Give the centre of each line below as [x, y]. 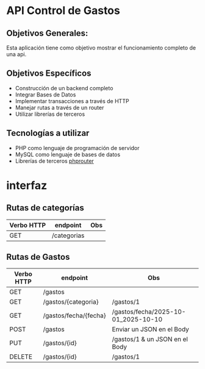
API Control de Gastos [63, 11]
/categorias [68, 235]
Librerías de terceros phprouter [55, 161]
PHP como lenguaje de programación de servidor [77, 148]
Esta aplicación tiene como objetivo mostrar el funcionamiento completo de [101, 48]
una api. [16, 54]
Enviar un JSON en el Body [150, 329]
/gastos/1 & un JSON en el [150, 339]
